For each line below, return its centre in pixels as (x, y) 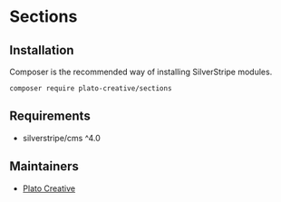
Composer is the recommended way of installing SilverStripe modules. (141, 72)
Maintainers (44, 166)
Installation (42, 50)
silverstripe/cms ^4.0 (62, 138)
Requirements (50, 116)
